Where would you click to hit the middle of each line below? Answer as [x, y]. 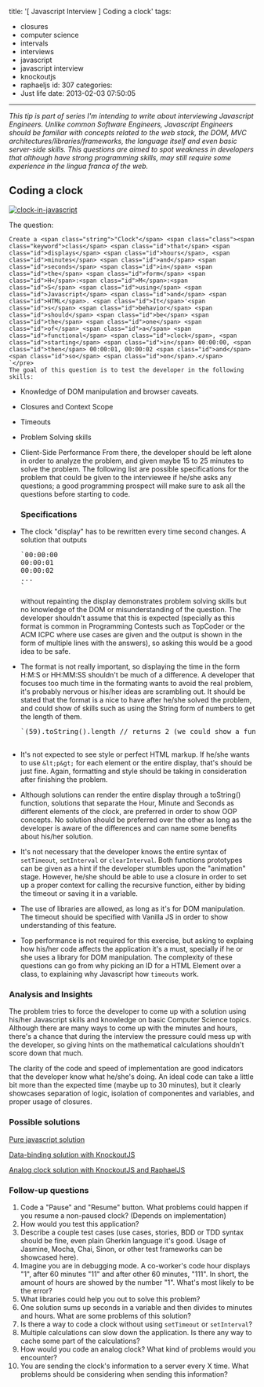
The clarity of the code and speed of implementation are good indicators [126, 1069]
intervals [34, 43]
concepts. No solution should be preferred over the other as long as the [136, 820]
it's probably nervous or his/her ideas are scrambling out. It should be [133, 692]
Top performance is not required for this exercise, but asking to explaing [137, 941]
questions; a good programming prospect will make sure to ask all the [133, 486]
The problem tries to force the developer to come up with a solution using [128, 1011]
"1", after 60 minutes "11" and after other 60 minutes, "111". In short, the [134, 1274]
